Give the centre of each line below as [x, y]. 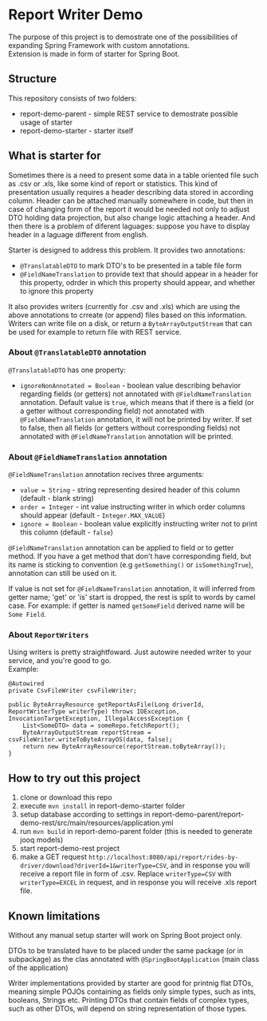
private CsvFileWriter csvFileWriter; [73, 691]
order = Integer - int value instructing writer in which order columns [132, 507]
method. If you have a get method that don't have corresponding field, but [130, 556]
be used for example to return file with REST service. [95, 332]
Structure [33, 79]
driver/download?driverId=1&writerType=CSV [93, 866]
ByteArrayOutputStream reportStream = [87, 733]
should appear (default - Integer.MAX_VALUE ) [92, 515]
